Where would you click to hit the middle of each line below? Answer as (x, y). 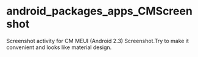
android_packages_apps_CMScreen (100, 11)
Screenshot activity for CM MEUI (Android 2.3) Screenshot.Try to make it (97, 41)
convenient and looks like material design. (59, 47)
